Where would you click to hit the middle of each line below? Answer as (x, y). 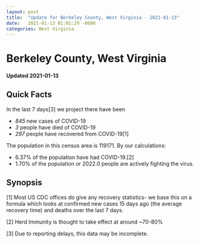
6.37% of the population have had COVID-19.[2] (74, 157)
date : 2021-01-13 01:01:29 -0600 (51, 23)
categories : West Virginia (40, 29)
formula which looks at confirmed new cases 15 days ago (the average (94, 204)
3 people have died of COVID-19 (55, 127)
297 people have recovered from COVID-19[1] (72, 134)
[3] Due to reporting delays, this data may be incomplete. (77, 233)
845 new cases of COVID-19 (50, 121)
